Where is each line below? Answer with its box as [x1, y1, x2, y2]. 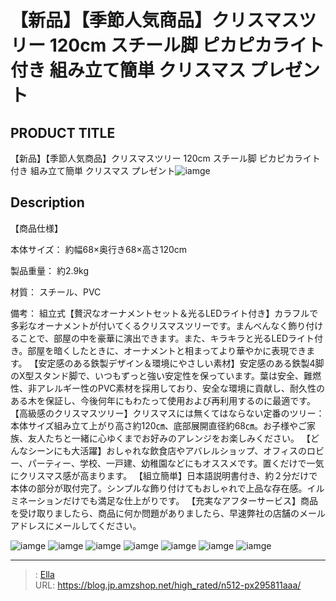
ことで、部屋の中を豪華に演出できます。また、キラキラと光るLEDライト [18, 332, 315, 344]
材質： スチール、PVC [10, 286, 102, 298]
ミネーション [10, 494, 63, 506]
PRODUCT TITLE [10, 124, 116, 141]
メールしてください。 [53, 519, 142, 531]
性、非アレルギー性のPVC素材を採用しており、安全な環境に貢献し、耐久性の [10, 382, 325, 394]
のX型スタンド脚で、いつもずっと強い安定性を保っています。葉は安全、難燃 [10, 369, 322, 381]
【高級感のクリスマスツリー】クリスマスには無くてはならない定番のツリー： [10, 407, 325, 419]
